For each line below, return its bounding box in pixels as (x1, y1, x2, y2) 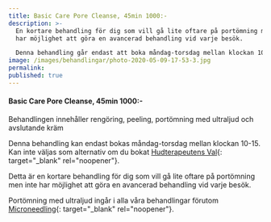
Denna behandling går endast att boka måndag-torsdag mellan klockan (15, 49, 254, 57)
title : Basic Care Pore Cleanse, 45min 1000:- (8, 11, 168, 20)
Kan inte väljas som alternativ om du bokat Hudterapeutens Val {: (8, 147, 223, 157)
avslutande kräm (8, 123, 65, 132)
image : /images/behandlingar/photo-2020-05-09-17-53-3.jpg (8, 57, 211, 65)
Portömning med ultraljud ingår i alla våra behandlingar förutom (8, 195, 219, 205)
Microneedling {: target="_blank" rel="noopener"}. (8, 203, 175, 214)
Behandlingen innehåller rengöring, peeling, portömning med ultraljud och (8, 114, 254, 124)
